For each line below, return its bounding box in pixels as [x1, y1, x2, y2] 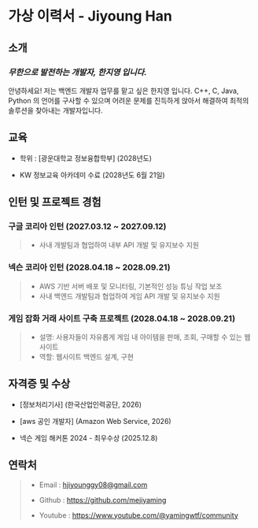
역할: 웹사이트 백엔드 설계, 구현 [39, 351, 134, 361]
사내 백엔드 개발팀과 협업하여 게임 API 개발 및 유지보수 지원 [39, 291, 220, 300]
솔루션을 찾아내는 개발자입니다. [8, 106, 104, 115]
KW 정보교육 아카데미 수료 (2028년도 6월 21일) [19, 170, 165, 180]
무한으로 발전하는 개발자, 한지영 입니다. [8, 66, 147, 77]
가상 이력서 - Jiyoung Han [8, 7, 173, 25]
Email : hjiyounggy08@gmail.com [39, 480, 148, 489]
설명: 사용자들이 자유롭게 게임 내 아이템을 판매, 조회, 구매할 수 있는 [39, 332, 242, 341]
